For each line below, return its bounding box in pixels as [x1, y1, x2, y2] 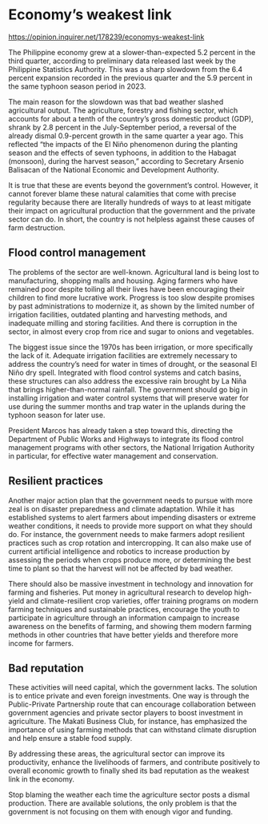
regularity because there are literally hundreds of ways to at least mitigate [8, 197, 252, 207]
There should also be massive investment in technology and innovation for [8, 579, 254, 588]
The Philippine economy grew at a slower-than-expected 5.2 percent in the [8, 47, 256, 57]
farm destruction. [8, 222, 66, 233]
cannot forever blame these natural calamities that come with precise [8, 189, 237, 198]
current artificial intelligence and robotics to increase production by [8, 546, 230, 556]
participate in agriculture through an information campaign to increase [8, 613, 240, 623]
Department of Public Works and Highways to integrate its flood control [8, 434, 244, 444]
